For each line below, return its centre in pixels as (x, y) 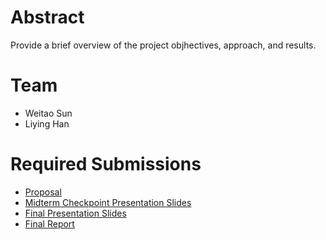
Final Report (49, 223)
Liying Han (47, 123)
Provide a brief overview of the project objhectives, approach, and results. (163, 45)
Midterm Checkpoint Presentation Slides (108, 202)
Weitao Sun (48, 113)
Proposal (43, 192)
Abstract (47, 17)
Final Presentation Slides (75, 213)
